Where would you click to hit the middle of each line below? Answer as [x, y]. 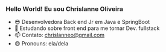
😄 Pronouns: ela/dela [41, 44]
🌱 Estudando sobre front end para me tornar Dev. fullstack [87, 28]
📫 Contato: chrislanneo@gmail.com [59, 35]
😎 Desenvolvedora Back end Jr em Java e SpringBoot [82, 22]
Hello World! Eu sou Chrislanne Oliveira [64, 9]
